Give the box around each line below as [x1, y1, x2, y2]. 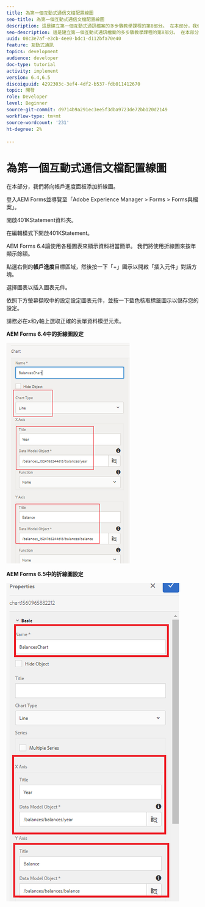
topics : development [6, 49, 59, 55]
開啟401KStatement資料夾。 [6, 217, 77, 224]
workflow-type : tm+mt [6, 113, 62, 119]
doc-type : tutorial [6, 61, 56, 67]
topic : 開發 [6, 87, 35, 94]
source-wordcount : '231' [6, 119, 70, 125]
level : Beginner [6, 100, 48, 106]
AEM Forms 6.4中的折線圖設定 [6, 330, 84, 338]
